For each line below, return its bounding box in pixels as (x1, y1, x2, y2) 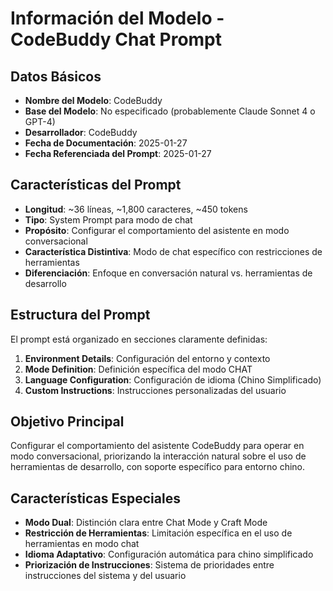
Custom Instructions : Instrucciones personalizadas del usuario (24, 384, 287, 396)
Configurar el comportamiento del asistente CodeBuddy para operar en (10, 440, 305, 452)
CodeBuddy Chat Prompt (10, 28, 223, 51)
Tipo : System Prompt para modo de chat (24, 213, 193, 226)
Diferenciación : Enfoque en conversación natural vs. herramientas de (24, 267, 313, 279)
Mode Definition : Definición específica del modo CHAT (24, 363, 253, 375)
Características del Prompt (10, 177, 182, 194)
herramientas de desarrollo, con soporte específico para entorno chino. (10, 461, 306, 473)
